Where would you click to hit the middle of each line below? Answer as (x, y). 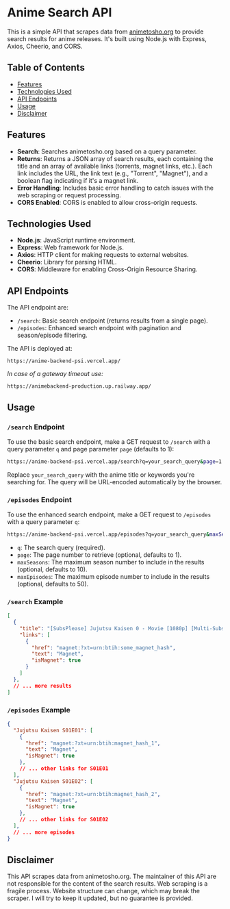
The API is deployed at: (40, 349)
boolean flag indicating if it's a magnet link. (78, 180)
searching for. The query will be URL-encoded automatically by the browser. (115, 482)
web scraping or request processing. (69, 195)
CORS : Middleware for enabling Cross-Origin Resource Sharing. (107, 269)
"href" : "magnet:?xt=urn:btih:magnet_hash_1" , (93, 743)
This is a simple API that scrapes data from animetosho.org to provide (105, 32)
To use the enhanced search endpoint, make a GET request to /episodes (109, 514)
